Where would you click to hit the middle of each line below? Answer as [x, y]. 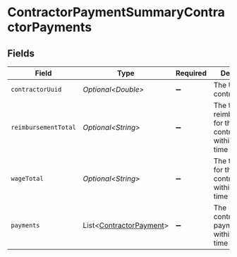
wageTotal [27, 178]
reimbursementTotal [43, 127]
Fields [21, 53]
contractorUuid [36, 89]
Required [191, 73]
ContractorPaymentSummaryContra [116, 12]
